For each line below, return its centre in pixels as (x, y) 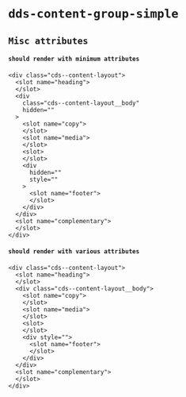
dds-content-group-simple (93, 14)
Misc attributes (48, 40)
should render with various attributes (74, 252)
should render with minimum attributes (74, 59)
